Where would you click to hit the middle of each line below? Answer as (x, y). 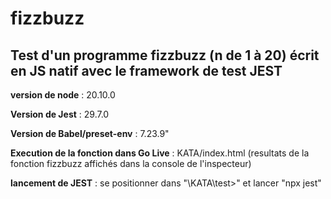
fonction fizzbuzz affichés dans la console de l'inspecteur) (131, 163)
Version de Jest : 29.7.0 (60, 114)
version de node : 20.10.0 (63, 95)
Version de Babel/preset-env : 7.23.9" (90, 133)
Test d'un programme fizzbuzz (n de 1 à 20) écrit (165, 55)
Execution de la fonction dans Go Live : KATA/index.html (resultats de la (160, 153)
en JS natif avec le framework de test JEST (146, 70)
